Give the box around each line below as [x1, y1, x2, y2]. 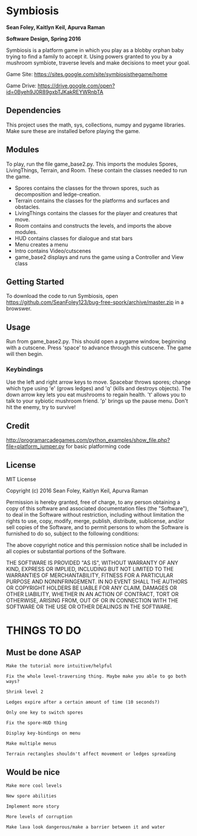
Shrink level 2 [6, 689, 44, 695]
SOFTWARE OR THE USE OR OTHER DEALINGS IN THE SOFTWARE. [6, 603, 172, 610]
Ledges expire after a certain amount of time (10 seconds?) [6, 699, 160, 705]
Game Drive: [6, 82, 37, 89]
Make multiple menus [6, 741, 57, 747]
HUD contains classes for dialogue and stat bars [14, 235, 133, 242]
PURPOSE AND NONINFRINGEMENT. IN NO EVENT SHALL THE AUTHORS [6, 578, 188, 585]
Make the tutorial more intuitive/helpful [6, 663, 112, 669]
